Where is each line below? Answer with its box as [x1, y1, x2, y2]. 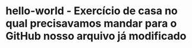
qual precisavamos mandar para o [5, 17, 177, 30]
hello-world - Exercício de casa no [5, 4, 178, 18]
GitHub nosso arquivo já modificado [5, 30, 187, 43]
